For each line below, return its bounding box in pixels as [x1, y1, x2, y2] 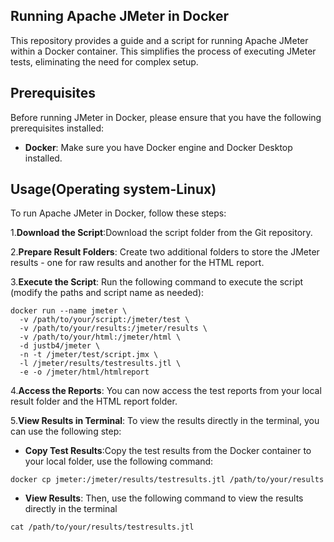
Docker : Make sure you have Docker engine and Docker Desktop [24, 141, 293, 153]
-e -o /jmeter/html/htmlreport [19, 367, 150, 378]
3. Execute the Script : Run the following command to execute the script [10, 276, 304, 288]
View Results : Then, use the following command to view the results [24, 492, 304, 504]
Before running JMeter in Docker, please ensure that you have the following [10, 111, 322, 123]
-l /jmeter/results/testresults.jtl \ [19, 359, 182, 369]
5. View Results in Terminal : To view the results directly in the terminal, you [10, 415, 320, 427]
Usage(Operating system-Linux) [10, 181, 217, 198]
